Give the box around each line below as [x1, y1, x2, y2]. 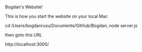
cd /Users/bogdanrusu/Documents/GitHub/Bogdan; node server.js [5, 23, 138, 28]
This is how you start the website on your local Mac [5, 13, 108, 19]
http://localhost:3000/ [5, 41, 49, 47]
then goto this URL [5, 32, 42, 38]
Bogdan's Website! [5, 4, 43, 10]
